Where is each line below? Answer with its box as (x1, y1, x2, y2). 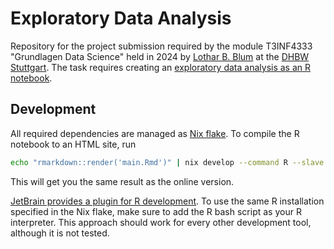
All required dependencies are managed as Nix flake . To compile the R (10, 127, 300, 139)
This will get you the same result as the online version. (10, 175, 235, 187)
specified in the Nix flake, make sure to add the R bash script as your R (10, 205, 302, 217)
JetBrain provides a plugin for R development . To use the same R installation (10, 195, 325, 207)
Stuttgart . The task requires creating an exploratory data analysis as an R (10, 61, 312, 73)
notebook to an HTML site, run (10, 138, 137, 150)
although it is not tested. (10, 227, 110, 239)
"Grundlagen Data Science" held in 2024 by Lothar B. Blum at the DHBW (10, 50, 310, 62)
